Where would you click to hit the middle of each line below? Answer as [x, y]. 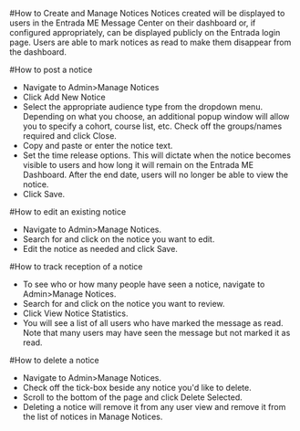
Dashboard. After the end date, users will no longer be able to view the [155, 174]
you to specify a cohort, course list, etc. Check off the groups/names [152, 126]
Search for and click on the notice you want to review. [124, 304]
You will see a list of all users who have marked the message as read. [153, 323]
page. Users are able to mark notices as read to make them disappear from [150, 42]
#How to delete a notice [55, 360]
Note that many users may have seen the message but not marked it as [156, 333]
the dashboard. [38, 52]
